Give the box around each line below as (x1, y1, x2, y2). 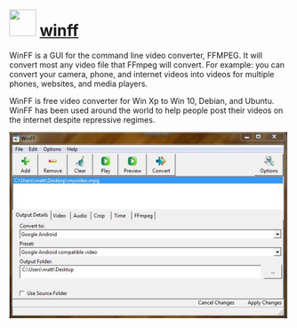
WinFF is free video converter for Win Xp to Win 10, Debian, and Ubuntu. (9, 95, 275, 106)
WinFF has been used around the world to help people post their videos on (9, 105, 284, 116)
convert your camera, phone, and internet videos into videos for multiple (9, 68, 275, 79)
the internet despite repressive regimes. (9, 114, 156, 124)
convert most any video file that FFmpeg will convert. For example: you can (9, 59, 285, 70)
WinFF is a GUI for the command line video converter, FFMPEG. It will (9, 50, 263, 60)
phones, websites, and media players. (9, 78, 148, 89)
